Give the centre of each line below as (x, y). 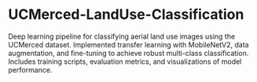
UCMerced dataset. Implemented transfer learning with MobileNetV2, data (128, 44)
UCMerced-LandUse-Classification (126, 15)
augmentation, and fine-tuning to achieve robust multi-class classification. (128, 53)
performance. (30, 69)
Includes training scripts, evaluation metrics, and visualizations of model (125, 61)
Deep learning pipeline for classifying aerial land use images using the (122, 36)
